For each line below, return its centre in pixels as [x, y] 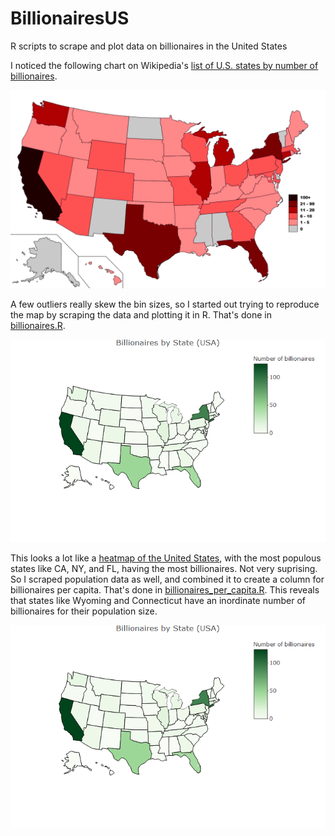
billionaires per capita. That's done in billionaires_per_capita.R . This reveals [165, 589]
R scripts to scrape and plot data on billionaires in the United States [149, 46]
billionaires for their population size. [84, 611]
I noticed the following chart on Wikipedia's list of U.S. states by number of [164, 65]
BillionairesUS [70, 18]
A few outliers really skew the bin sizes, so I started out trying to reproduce [165, 304]
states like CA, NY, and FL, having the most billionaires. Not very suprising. [164, 568]
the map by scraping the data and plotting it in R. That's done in [141, 314]
